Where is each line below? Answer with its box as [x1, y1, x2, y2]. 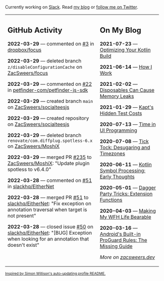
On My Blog [100, 25, 142, 35]
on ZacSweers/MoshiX [7, 142, 60, 149]
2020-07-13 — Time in [100, 120, 156, 127]
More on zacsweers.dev [100, 254, 155, 261]
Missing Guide [100, 242, 133, 249]
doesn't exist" [7, 241, 40, 248]
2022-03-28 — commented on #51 [7, 177, 92, 183]
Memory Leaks [100, 93, 134, 100]
